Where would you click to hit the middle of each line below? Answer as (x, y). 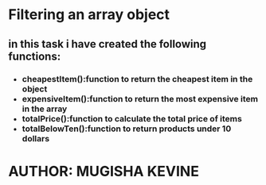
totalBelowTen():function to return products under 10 (127, 129)
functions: (35, 56)
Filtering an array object (89, 15)
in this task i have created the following (108, 44)
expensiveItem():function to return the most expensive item (140, 98)
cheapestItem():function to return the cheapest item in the (137, 79)
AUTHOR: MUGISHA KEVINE (104, 171)
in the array (45, 109)
